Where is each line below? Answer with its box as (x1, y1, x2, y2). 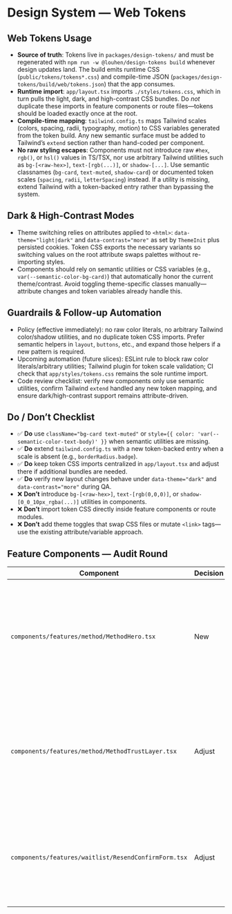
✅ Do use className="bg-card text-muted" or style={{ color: (17, 429, 195, 438)
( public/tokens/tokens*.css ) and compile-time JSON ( (17, 72, 173, 81)
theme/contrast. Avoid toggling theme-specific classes (17, 280, 174, 288)
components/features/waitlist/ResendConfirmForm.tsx (10, 854, 188, 862)
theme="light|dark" (17, 237, 74, 244)
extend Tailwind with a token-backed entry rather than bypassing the (17, 183, 214, 191)
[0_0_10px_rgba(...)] (17, 499, 79, 506)
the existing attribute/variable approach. (29, 528, 144, 536)
